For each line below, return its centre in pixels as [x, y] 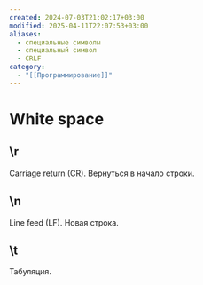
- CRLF [29, 59]
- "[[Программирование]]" [65, 75]
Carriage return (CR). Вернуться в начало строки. [102, 173]
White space [57, 119]
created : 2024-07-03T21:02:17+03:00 [77, 17]
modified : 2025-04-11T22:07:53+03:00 [79, 26]
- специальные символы [59, 42]
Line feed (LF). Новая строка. [64, 222]
